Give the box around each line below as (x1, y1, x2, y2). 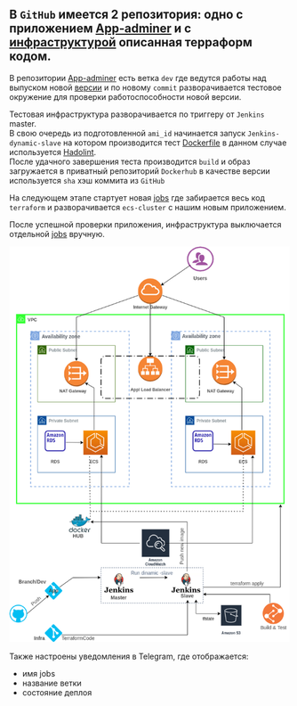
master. (9, 118, 37, 128)
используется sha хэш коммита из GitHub (9, 175, 165, 185)
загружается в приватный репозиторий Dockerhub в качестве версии (9, 165, 270, 176)
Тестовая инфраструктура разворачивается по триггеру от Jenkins (9, 109, 265, 119)
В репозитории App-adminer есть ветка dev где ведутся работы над (9, 72, 267, 83)
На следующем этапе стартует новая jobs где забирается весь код (9, 192, 265, 203)
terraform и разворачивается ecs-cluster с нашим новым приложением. (9, 201, 286, 212)
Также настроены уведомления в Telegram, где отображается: (9, 651, 249, 661)
